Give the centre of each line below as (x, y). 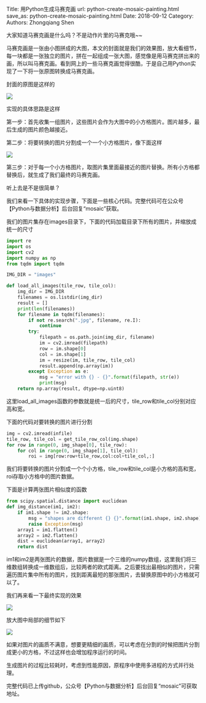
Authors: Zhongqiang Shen (40, 22)
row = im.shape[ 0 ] (63, 349)
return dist (32, 547)
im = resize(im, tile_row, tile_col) (87, 360)
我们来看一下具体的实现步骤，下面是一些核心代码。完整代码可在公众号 (95, 201)
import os (19, 247)
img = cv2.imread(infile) (39, 433)
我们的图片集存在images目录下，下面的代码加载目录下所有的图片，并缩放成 (101, 222)
